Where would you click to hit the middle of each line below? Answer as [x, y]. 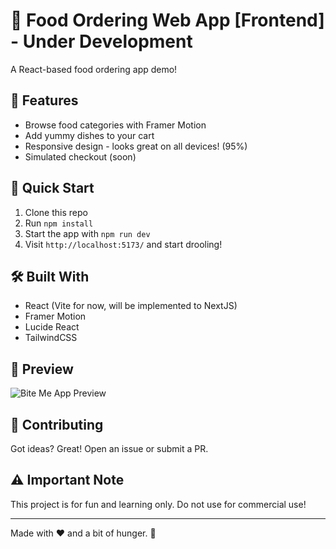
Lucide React [52, 327]
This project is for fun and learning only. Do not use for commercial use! [158, 504]
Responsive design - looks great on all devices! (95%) [136, 146]
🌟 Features [44, 100]
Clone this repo [56, 212]
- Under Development [101, 41]
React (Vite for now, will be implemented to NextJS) [131, 306]
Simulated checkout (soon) [80, 156]
